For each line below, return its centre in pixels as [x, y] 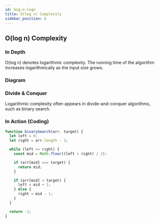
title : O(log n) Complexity [33, 14]
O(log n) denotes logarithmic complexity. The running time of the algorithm [80, 63]
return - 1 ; [20, 211]
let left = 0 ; [24, 136]
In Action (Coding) [27, 122]
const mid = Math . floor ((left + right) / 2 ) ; [61, 154]
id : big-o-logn [20, 9]
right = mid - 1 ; [35, 194]
